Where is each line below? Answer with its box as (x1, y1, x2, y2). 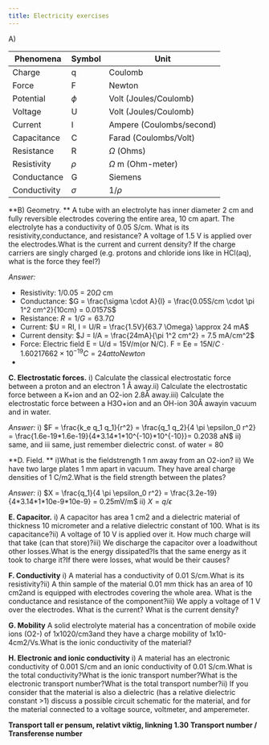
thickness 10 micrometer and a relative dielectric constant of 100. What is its (8, 521, 260, 531)
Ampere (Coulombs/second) (108, 118, 217, 130)
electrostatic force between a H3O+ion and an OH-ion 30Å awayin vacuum (8, 399, 257, 408)
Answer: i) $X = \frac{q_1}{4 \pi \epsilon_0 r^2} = (8, 488, 169, 498)
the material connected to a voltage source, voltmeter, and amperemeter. (8, 705, 251, 714)
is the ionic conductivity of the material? (59, 638, 192, 648)
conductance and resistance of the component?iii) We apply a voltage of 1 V (8, 597, 261, 606)
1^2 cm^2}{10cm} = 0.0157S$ (19, 304, 116, 314)
